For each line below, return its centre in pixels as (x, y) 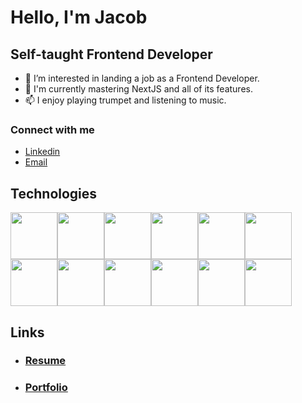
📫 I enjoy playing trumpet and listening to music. (125, 100)
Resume (45, 361)
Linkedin (42, 152)
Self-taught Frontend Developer (111, 54)
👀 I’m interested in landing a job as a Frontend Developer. (142, 78)
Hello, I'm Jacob (79, 17)
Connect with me (52, 129)
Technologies (54, 193)
